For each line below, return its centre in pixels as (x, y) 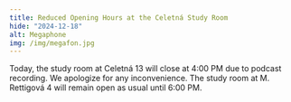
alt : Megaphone (38, 34)
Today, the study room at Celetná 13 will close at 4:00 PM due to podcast (145, 69)
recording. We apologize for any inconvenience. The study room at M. (140, 79)
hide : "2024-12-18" (46, 26)
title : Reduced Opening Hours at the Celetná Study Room (119, 18)
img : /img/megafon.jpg (52, 43)
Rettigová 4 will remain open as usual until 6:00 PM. (106, 88)
